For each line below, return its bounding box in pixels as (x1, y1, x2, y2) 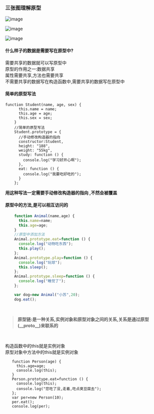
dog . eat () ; (14, 296, 37, 302)
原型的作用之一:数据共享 (5, 66, 55, 72)
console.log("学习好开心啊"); (23, 157, 81, 162)
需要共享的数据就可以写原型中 (5, 59, 66, 65)
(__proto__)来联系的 (17, 322, 58, 328)
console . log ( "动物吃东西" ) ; (18, 241, 73, 246)
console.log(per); (11, 403, 50, 408)
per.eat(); (11, 399, 35, 404)
